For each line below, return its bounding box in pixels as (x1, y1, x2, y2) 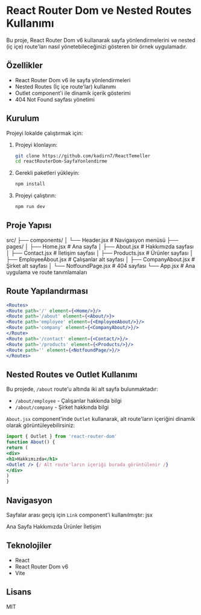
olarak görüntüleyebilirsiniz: (6, 421, 75, 429)
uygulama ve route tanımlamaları (6, 268, 88, 276)
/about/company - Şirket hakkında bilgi (14, 403, 109, 411)
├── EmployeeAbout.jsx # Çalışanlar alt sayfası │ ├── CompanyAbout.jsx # (6, 255, 195, 263)
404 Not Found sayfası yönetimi (14, 96, 95, 103)
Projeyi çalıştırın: (14, 192, 56, 200)
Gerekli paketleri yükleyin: (14, 169, 80, 177)
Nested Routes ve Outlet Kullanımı (6, 369, 138, 380)
